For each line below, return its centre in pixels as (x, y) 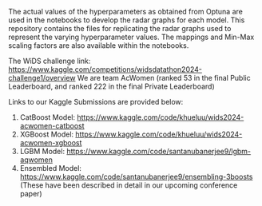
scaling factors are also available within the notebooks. (99, 46)
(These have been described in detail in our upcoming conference (129, 185)
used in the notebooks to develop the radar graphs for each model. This (127, 20)
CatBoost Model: (48, 117)
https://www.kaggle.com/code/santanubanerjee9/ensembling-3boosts (136, 176)
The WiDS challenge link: (50, 61)
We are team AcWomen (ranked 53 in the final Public (164, 78)
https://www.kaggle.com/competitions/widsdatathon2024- (105, 69)
